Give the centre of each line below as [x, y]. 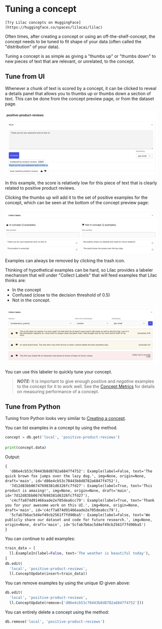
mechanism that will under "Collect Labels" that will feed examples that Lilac [81, 275]
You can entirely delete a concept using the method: [57, 612]
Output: [13, 457]
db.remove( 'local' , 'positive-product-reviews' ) [55, 621]
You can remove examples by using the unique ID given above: [68, 583]
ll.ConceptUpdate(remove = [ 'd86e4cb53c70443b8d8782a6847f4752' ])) [77, 603]
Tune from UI [25, 77]
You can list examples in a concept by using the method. [61, 428]
